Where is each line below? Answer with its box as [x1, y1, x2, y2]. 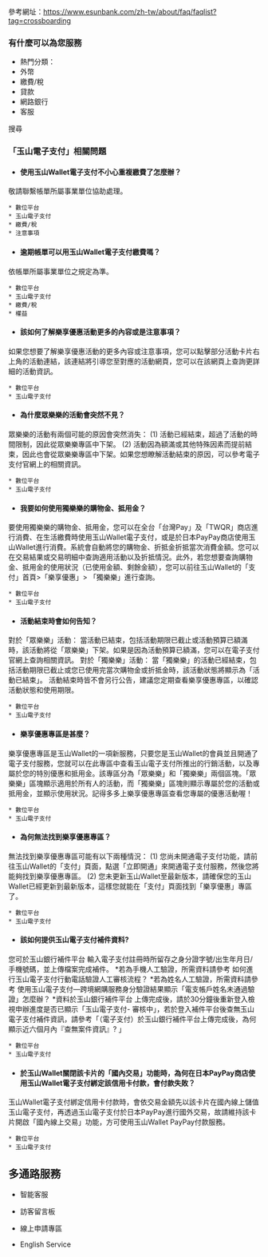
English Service [19, 1239, 72, 1249]
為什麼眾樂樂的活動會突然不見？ [19, 410, 125, 420]
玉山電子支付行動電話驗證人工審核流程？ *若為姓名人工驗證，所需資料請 [14, 974, 251, 985]
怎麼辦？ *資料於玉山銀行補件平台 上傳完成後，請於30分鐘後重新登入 [22, 994, 249, 1004]
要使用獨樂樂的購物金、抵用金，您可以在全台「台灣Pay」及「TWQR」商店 [8, 523, 252, 532]
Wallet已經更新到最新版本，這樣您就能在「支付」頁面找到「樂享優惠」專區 [8, 881, 253, 891]
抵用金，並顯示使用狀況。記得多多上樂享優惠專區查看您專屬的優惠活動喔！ [8, 788, 253, 798]
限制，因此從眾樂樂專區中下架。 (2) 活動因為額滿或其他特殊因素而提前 [14, 440, 246, 449]
